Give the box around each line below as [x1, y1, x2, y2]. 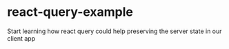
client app [7, 34, 36, 42]
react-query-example [7, 4, 133, 20]
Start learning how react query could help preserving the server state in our [7, 27, 222, 35]
